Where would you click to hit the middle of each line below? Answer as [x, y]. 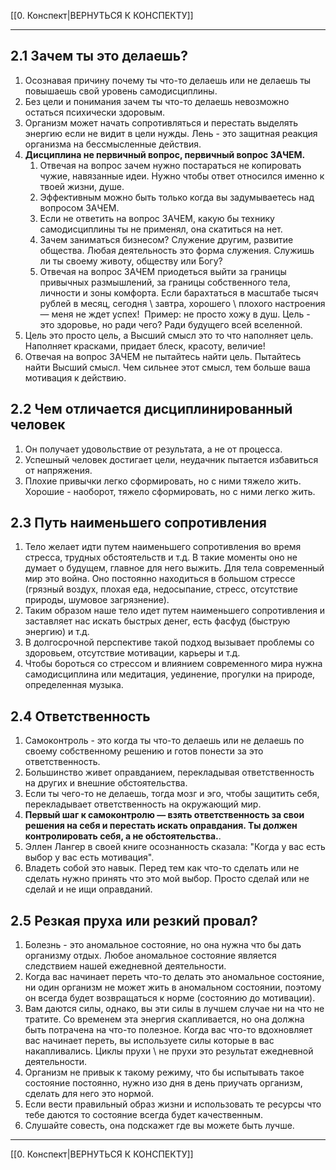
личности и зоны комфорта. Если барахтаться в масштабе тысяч [179, 292]
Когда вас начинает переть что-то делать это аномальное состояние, [174, 977]
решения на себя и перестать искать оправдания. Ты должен [161, 826]
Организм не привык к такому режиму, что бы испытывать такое [164, 1072]
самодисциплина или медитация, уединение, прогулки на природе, [170, 674]
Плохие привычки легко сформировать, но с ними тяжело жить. [163, 481]
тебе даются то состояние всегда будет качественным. [143, 1115]
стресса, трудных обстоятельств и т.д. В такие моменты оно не [161, 557]
